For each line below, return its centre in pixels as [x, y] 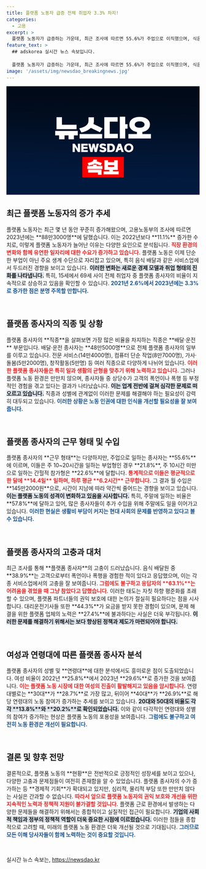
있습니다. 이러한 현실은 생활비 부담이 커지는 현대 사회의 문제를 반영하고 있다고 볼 [101, 511]
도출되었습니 [179, 671]
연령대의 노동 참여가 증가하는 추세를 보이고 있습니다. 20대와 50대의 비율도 [101, 702]
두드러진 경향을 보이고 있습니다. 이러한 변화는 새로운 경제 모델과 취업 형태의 [102, 267]
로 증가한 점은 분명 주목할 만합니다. [48, 291]
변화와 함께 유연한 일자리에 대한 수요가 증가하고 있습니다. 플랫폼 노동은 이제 [96, 252]
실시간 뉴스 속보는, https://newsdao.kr [53, 859]
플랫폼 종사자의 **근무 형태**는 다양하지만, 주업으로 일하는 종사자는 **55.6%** [101, 457]
